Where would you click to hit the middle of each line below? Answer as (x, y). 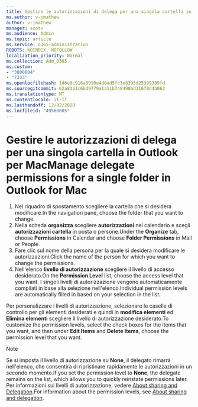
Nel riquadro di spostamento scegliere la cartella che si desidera (93, 206)
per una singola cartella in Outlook (92, 152)
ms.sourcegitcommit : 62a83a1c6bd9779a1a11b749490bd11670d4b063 (86, 89)
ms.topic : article (29, 39)
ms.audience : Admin (30, 34)
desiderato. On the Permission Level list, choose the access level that (99, 276)
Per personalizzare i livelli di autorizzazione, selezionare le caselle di (89, 306)
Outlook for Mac (47, 190)
